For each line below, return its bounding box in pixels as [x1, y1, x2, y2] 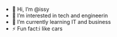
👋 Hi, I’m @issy [11, 6, 49, 13]
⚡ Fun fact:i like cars [11, 25, 63, 32]
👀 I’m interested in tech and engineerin [11, 12, 109, 19]
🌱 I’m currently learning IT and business [11, 18, 112, 25]
